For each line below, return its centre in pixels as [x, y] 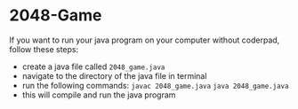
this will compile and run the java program [99, 95]
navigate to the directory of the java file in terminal [114, 75]
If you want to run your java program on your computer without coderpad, [145, 40]
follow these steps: [44, 49]
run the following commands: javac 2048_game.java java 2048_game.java [155, 85]
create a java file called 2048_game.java [93, 66]
